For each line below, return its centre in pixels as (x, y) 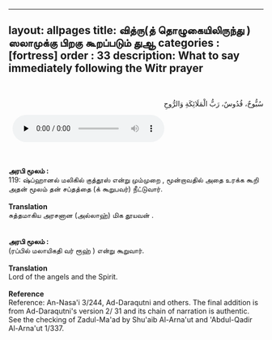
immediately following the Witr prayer (106, 68)
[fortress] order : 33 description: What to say (124, 56)
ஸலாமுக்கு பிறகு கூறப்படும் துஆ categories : (114, 43)
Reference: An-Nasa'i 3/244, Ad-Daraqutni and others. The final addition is (134, 302)
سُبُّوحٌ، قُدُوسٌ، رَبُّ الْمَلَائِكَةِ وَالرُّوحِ (213, 103)
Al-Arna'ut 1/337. (36, 328)
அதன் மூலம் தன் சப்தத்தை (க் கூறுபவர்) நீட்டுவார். (86, 189)
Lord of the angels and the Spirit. (63, 276)
